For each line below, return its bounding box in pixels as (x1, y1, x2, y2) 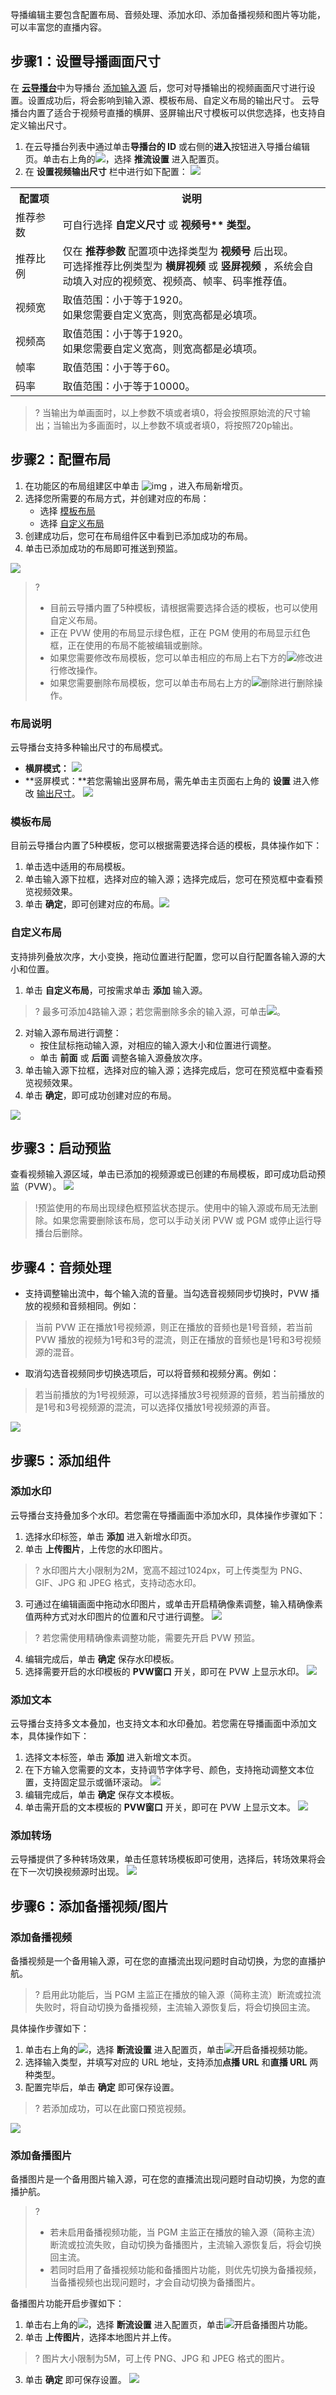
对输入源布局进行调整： (24, 1026, 122, 1038)
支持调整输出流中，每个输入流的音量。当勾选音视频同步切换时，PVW (24, 1288, 309, 1300)
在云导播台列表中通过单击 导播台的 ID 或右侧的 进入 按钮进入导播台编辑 (24, 140, 311, 152)
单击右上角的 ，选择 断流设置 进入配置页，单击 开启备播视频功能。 (24, 2044, 313, 2056)
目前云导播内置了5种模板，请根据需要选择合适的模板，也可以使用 (49, 601, 318, 613)
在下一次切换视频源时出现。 (10, 1866, 125, 1878)
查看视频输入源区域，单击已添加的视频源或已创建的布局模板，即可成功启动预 (10, 1168, 326, 1180)
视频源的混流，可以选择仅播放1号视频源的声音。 (79, 1401, 276, 1413)
